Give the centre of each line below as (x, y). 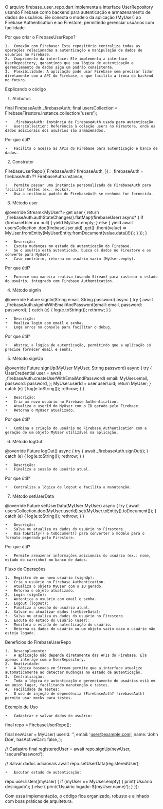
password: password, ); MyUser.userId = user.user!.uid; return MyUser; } (78, 383)
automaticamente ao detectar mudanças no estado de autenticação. (74, 672)
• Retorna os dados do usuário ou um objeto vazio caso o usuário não (80, 629)
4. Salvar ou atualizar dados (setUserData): (53, 612)
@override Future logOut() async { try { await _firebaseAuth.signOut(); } (77, 451)
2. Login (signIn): (26, 595)
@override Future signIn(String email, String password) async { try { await (79, 299)
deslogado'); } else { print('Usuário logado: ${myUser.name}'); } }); (72, 787)
